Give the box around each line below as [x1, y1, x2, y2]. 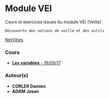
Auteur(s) [5, 72, 28, 79]
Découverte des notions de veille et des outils [5, 28, 105, 33]
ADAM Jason [12, 88, 40, 94]
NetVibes [5, 37, 24, 43]
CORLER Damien [12, 83, 46, 89]
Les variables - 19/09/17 [12, 60, 61, 66]
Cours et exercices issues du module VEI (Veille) [5, 19, 101, 25]
